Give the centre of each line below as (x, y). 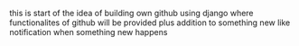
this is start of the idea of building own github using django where (132, 13)
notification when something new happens (89, 32)
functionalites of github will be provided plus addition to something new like (150, 23)
